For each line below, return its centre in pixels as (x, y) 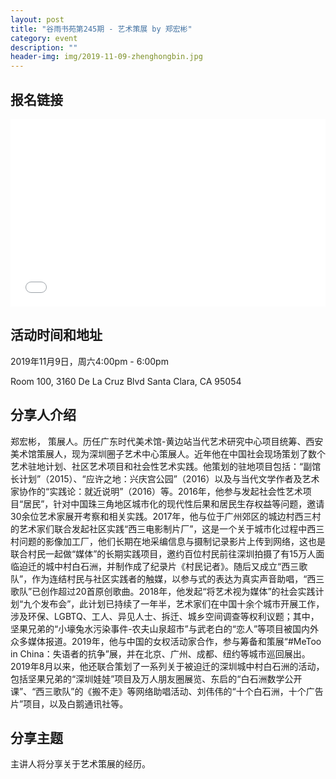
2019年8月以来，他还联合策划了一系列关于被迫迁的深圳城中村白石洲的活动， (167, 666)
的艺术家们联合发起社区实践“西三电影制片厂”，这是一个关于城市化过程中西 (163, 528)
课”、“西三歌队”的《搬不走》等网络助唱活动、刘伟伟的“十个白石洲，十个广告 (167, 691)
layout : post (37, 19)
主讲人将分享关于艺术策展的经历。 (80, 764)
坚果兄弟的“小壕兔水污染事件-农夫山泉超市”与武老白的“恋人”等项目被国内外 (165, 628)
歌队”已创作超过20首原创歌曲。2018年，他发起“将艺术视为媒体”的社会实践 (163, 591)
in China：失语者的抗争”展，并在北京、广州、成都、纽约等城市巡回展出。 (160, 653)
